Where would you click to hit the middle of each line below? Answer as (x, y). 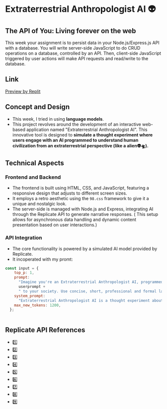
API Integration (24, 238)
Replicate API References (45, 330)
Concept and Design (38, 107)
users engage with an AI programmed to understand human (75, 140)
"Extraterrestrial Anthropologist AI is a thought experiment (84, 300)
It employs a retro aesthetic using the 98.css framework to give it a (81, 199)
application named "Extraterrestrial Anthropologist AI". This (87, 130)
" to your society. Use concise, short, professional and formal (87, 291)
